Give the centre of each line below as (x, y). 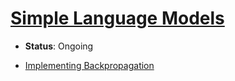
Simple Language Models (117, 18)
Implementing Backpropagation (89, 65)
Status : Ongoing (59, 46)
